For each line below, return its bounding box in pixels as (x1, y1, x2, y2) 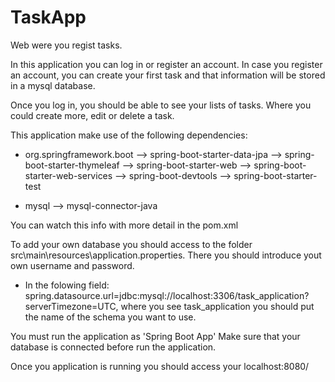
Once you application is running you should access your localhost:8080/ (10, 360, 310, 372)
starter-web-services (24, 169, 113, 181)
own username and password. (10, 259, 135, 271)
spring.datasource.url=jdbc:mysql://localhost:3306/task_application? (24, 289, 310, 301)
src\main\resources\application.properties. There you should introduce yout (10, 249, 322, 261)
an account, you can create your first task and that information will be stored (10, 69, 326, 81)
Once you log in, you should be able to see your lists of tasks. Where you (10, 99, 312, 111)
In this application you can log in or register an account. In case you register (10, 58, 323, 70)
